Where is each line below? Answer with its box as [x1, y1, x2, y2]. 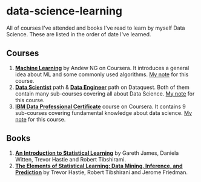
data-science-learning [6, 4, 123, 18]
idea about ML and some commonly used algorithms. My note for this [15, 71, 189, 78]
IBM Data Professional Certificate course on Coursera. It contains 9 [15, 103, 186, 110]
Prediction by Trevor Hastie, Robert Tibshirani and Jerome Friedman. [15, 168, 188, 176]
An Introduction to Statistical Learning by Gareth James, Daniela [15, 149, 179, 157]
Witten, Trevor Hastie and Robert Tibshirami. [15, 155, 126, 163]
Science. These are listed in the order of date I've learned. [6, 30, 151, 37]
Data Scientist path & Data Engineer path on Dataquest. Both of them [15, 83, 189, 91]
